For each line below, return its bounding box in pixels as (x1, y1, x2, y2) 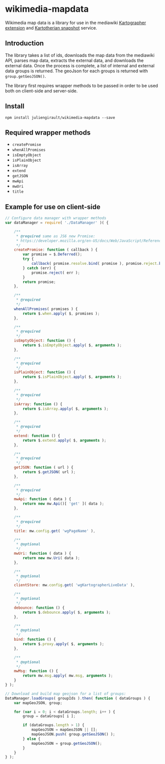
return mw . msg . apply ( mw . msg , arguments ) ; (23, 673, 113, 679)
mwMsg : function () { (14, 669, 58, 674)
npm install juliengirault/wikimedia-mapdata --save (5, 115, 115, 120)
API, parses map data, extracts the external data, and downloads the (5, 57, 144, 63)
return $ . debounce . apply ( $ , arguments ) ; (23, 610, 111, 615)
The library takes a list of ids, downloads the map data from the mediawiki (5, 52, 155, 58)
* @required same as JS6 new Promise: (16, 233, 96, 239)
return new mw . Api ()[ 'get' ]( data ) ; (23, 501, 105, 507)
